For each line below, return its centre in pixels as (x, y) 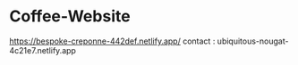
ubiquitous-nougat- (253, 41)
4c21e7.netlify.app (43, 50)
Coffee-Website (70, 16)
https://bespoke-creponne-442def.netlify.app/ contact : (112, 41)
